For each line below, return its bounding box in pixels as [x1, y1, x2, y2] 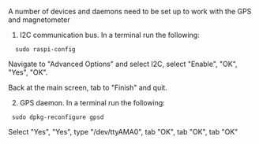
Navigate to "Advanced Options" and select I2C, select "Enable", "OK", [8, 59, 238, 68]
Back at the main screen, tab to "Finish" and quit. [8, 83, 167, 92]
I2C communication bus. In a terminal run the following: [19, 31, 200, 39]
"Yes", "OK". [8, 68, 48, 77]
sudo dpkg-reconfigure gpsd [11, 113, 104, 121]
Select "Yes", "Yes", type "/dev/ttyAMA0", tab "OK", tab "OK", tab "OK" [8, 127, 238, 136]
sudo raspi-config [15, 46, 77, 54]
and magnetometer [8, 15, 70, 24]
